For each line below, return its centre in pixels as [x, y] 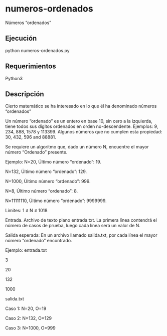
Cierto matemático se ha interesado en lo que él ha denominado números [81, 106]
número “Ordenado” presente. [36, 152]
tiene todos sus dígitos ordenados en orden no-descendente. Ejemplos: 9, [82, 126]
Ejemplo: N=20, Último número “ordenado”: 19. [53, 162]
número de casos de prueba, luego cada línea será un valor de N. [73, 226]
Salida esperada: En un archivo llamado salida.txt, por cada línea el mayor [81, 235]
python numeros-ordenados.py [37, 50]
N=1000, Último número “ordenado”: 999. [48, 182]
